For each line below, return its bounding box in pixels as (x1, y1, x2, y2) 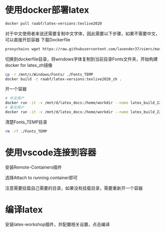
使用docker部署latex (5, 4, 89, 16)
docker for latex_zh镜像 (5, 62, 53, 68)
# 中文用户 (5, 96, 25, 101)
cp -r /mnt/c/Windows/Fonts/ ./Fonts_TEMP (5, 72, 93, 77)
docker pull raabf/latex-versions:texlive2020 (5, 21, 102, 26)
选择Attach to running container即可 (5, 174, 78, 180)
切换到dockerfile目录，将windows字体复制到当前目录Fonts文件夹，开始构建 (5, 56, 158, 62)
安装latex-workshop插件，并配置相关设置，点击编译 (5, 221, 110, 227)
